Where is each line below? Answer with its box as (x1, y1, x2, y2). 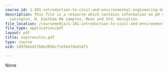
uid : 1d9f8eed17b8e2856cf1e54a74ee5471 (5, 44, 88, 49)
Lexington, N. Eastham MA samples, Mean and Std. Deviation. (9, 16, 140, 21)
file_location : (5, 21, 37, 26)
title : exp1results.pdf (5, 35, 55, 40)
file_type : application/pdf (5, 26, 64, 31)
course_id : (5, 7, 28, 12)
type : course (5, 40, 32, 45)
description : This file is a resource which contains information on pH (5, 12, 160, 17)
